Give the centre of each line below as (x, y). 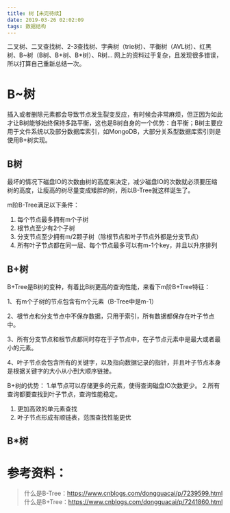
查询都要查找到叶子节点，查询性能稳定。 (64, 394)
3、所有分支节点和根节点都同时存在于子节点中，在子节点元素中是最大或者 (111, 339)
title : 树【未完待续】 (36, 13)
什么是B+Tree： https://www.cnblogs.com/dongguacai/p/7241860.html (123, 502)
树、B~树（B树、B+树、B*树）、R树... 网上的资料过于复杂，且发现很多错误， (115, 55)
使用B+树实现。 (29, 140)
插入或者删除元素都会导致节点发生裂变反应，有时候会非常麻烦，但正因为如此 (115, 115)
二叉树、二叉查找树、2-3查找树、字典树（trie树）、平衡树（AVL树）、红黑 (110, 47)
